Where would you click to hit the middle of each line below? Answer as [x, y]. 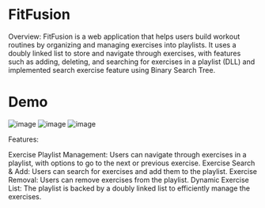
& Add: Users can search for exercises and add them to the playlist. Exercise [133, 171]
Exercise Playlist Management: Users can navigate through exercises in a [127, 154]
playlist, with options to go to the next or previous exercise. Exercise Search [132, 163]
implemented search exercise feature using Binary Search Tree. [112, 70]
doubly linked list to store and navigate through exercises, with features [125, 53]
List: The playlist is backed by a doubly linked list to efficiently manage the [129, 188]
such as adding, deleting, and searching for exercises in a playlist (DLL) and [132, 62]
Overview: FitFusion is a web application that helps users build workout [124, 36]
